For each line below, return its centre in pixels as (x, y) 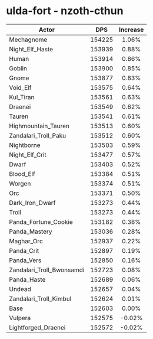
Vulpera (20, 318)
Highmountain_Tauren (39, 126)
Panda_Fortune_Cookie (41, 221)
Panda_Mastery (31, 232)
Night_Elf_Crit (28, 155)
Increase (131, 30)
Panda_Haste (27, 279)
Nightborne (25, 145)
